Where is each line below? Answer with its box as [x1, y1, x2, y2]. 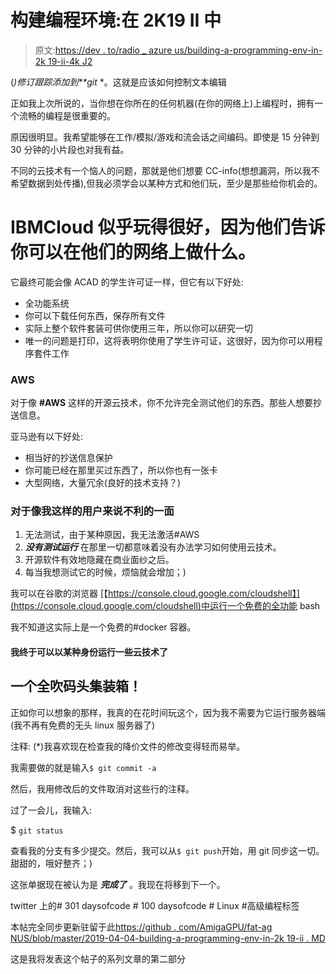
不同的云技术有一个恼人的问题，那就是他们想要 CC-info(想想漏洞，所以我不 [10, 164, 320, 176]
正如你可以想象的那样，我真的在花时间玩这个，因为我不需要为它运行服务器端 [10, 706, 326, 718]
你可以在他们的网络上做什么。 [10, 241, 257, 264]
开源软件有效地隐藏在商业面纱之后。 [24, 554, 175, 566]
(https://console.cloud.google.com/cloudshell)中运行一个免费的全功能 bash [10, 600, 321, 612]
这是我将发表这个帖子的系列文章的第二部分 [10, 952, 186, 965]
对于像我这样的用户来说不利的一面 [10, 504, 175, 518]
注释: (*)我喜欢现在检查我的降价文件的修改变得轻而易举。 [10, 740, 246, 752]
